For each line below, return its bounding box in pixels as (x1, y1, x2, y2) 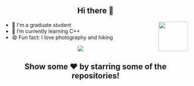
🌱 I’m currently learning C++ (11, 27, 80, 35)
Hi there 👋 (77, 6, 114, 16)
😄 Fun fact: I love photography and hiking (11, 33, 113, 41)
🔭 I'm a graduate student (11, 21, 72, 28)
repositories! (71, 71, 120, 81)
